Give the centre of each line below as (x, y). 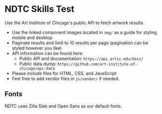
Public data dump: (38, 64)
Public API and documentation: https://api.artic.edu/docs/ (81, 58)
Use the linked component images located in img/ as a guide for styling (84, 32)
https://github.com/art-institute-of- (97, 64)
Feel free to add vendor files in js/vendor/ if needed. (66, 78)
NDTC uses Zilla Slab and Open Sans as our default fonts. (63, 106)
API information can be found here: (48, 53)
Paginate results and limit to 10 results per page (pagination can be (80, 42)
